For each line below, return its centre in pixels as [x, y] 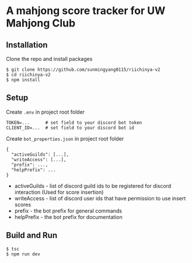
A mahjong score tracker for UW [86, 11]
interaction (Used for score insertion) [59, 192]
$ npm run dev [23, 254]
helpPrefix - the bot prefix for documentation [68, 217]
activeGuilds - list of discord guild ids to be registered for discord [93, 186]
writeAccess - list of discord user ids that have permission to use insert [100, 198]
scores [23, 204]
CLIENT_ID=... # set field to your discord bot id [70, 128]
